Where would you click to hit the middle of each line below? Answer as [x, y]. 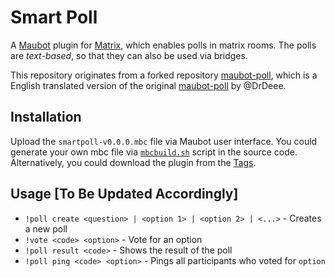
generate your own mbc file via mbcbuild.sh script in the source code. [154, 152]
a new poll [46, 228]
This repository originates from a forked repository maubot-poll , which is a [164, 75]
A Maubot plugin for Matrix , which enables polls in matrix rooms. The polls [163, 45]
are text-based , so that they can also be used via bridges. [129, 55]
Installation [46, 117]
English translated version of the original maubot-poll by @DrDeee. [148, 85]
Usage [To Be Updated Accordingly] [124, 194]
